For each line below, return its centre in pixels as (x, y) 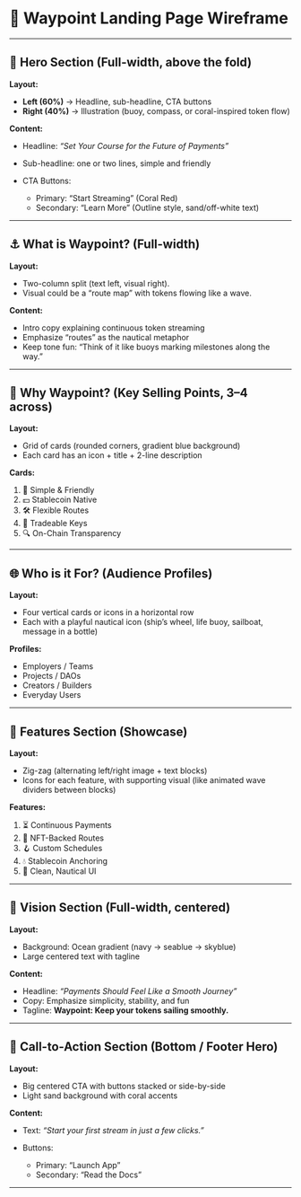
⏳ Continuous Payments (67, 825)
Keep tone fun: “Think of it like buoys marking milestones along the (146, 347)
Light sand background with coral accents (100, 1096)
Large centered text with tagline (81, 956)
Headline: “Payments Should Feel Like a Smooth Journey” (129, 990)
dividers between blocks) (69, 790)
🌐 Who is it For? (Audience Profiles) (111, 573)
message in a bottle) (60, 631)
